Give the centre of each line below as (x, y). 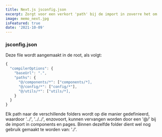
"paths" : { (25, 78)
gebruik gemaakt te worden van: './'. (41, 130)
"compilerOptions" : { (32, 68)
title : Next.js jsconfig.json (36, 9)
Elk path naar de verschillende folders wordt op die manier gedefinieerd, (78, 114)
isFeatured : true (23, 23)
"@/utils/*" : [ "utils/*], (44, 91)
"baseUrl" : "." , (31, 73)
